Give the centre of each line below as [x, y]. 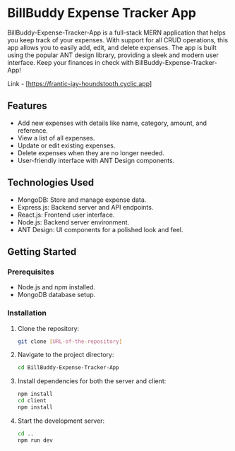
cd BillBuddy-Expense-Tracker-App [68, 368]
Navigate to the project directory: [66, 355]
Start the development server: [61, 421]
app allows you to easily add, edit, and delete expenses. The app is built [112, 47]
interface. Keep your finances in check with [71, 62]
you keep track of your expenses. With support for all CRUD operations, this [117, 40]
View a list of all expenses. [56, 138]
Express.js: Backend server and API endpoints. [85, 207]
